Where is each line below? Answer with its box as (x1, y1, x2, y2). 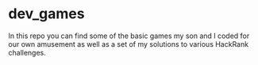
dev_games (8, 5, 85, 23)
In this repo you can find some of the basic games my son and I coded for (8, 31, 250, 40)
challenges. (8, 48, 46, 57)
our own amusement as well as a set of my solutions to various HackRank (8, 39, 248, 48)
